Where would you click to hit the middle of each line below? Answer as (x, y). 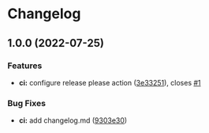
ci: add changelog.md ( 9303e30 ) (73, 120)
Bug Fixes (27, 103)
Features (25, 66)
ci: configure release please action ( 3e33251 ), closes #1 (110, 82)
